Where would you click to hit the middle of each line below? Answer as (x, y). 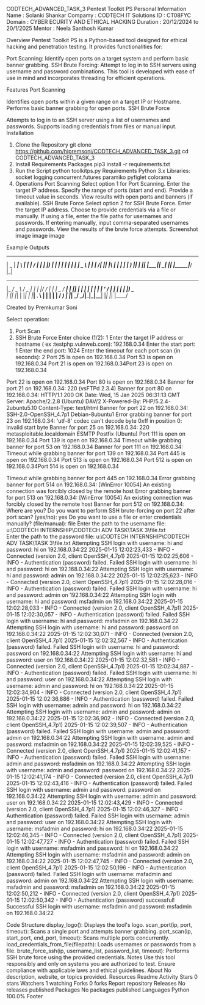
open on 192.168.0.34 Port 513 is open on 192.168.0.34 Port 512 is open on (99, 460)
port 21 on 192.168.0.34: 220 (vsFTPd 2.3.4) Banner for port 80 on (89, 388)
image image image (40, 236)
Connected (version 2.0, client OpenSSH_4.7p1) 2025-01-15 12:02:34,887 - (100, 666)
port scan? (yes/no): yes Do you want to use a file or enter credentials (94, 517)
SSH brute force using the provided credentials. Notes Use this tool (91, 957)
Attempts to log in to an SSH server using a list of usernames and (88, 120)
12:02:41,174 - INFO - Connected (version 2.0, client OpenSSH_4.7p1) (107, 777)
